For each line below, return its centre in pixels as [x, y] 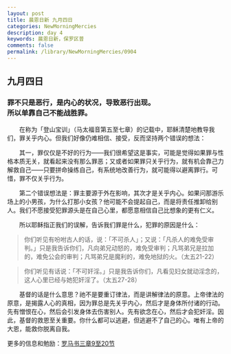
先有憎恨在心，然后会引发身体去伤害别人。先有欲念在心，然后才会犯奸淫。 [112, 311]
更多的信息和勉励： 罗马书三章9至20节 [61, 343]
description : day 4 [35, 33]
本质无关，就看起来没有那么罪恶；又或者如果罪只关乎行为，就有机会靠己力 [118, 161]
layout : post [26, 13]
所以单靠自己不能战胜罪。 [49, 113]
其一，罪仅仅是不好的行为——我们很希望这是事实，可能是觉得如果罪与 [119, 153]
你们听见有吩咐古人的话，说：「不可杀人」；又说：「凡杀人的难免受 [116, 239]
